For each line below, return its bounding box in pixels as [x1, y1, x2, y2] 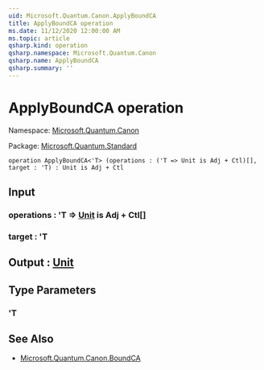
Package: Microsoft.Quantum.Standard [8, 141, 138, 150]
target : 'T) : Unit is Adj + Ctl [8, 163, 125, 171]
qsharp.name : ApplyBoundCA [8, 57, 99, 65]
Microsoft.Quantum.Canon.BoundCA [19, 353, 141, 363]
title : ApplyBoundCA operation [8, 19, 113, 27]
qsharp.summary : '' [8, 64, 74, 72]
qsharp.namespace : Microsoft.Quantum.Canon [8, 49, 157, 57]
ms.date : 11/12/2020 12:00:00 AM [8, 27, 121, 35]
